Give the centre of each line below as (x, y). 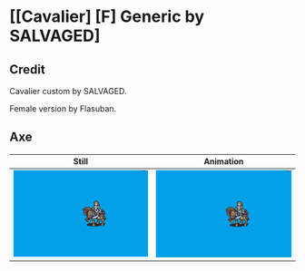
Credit (27, 69)
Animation (224, 161)
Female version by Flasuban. (63, 109)
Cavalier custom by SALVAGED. (68, 91)
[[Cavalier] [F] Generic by (107, 17)
